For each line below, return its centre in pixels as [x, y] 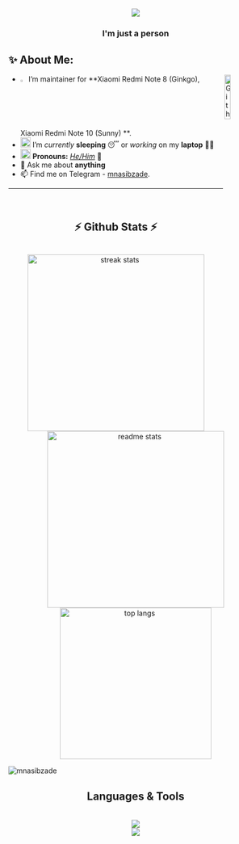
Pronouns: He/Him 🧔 [67, 157]
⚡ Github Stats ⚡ [115, 227]
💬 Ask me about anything [63, 165]
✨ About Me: [41, 59]
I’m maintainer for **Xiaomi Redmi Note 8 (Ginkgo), [114, 79]
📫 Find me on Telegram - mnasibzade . [85, 174]
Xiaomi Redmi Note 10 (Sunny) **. [75, 133]
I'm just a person [136, 34]
